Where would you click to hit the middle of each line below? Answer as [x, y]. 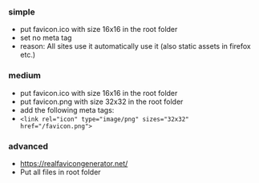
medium [25, 76]
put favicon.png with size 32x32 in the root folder [101, 101]
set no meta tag [46, 38]
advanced [28, 146]
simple [22, 12]
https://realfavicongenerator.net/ [74, 163]
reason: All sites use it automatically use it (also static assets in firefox [135, 46]
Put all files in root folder [61, 172]
